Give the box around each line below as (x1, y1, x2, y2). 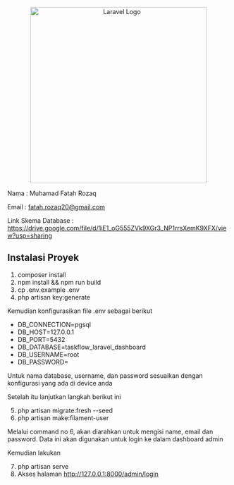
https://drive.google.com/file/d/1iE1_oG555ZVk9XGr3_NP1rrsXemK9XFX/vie (7, 224, 227, 232)
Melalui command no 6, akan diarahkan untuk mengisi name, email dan (7, 427, 214, 436)
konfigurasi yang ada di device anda (7, 379, 113, 387)
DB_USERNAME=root (17, 350, 80, 359)
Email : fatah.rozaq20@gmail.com (7, 203, 106, 211)
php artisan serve (17, 462, 69, 470)
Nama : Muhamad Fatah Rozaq (7, 189, 97, 197)
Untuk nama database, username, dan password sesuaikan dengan (7, 371, 203, 380)
